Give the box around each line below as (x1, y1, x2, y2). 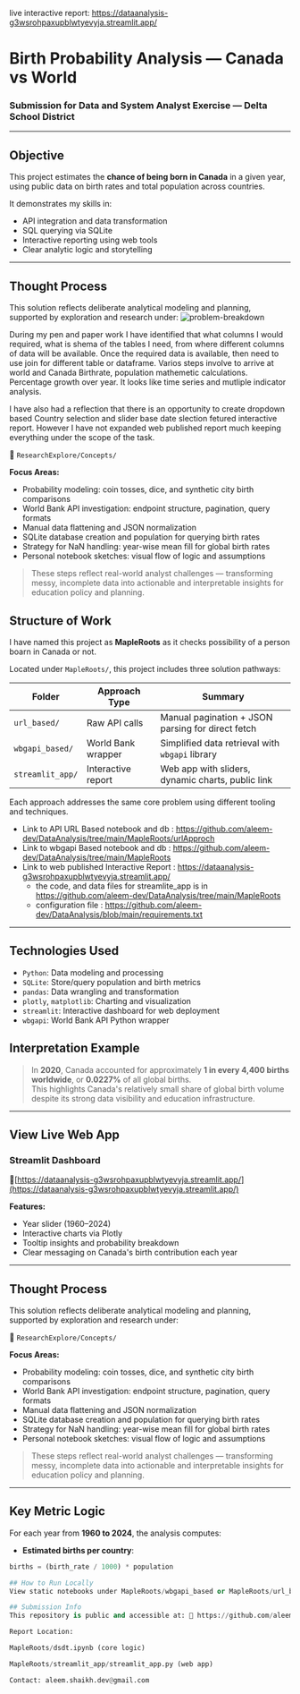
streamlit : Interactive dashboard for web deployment (21, 1005, 221, 1016)
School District (9, 111, 76, 123)
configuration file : (35, 899, 104, 910)
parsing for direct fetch (160, 722, 257, 735)
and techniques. (9, 805, 69, 817)
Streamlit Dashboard (9, 1153, 101, 1166)
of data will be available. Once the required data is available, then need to (9, 348, 279, 359)
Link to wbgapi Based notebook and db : (21, 842, 171, 853)
